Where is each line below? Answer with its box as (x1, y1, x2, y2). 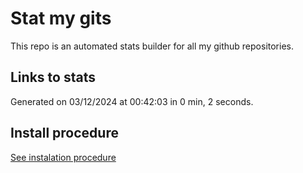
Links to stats (10, 69, 96, 86)
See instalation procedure (10, 151, 117, 163)
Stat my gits (10, 7, 112, 30)
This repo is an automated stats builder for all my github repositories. (10, 40, 294, 52)
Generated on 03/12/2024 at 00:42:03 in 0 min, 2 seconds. (10, 95, 254, 107)
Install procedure (10, 125, 119, 142)
